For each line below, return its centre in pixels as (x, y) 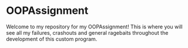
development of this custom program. (52, 39)
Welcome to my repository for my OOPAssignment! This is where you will (95, 27)
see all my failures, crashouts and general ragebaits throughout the (87, 32)
